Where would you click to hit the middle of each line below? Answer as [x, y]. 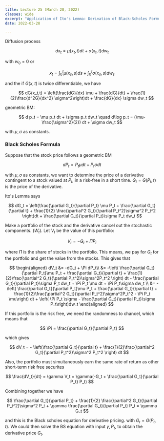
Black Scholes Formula [33, 145]
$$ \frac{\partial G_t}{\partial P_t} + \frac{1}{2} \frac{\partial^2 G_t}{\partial [82, 400]
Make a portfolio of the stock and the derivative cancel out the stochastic [79, 226]
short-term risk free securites [35, 367]
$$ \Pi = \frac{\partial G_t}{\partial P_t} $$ [82, 328]
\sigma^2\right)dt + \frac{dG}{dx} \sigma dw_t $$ [104, 98]
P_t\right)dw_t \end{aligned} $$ [82, 304]
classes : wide [20, 14]
